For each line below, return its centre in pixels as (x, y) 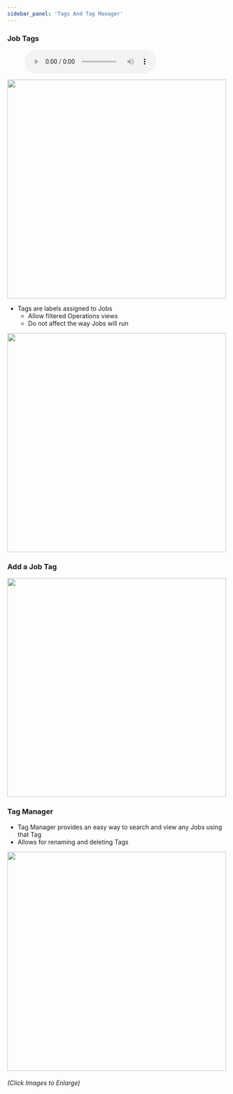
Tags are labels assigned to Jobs (65, 308)
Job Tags (23, 38)
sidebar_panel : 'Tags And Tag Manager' (65, 14)
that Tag (29, 834)
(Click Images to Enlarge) (44, 1083)
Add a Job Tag (32, 566)
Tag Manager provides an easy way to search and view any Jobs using (120, 827)
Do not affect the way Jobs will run (78, 323)
